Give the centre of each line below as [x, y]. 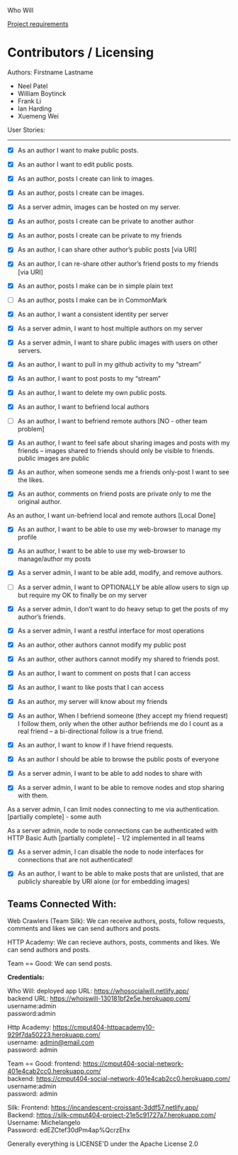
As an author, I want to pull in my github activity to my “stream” [109, 364]
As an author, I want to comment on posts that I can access [104, 673]
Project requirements [38, 24]
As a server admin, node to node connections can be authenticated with [113, 831]
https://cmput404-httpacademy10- [104, 1027]
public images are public [53, 458]
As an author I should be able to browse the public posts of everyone [118, 759]
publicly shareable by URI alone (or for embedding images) [103, 881]
